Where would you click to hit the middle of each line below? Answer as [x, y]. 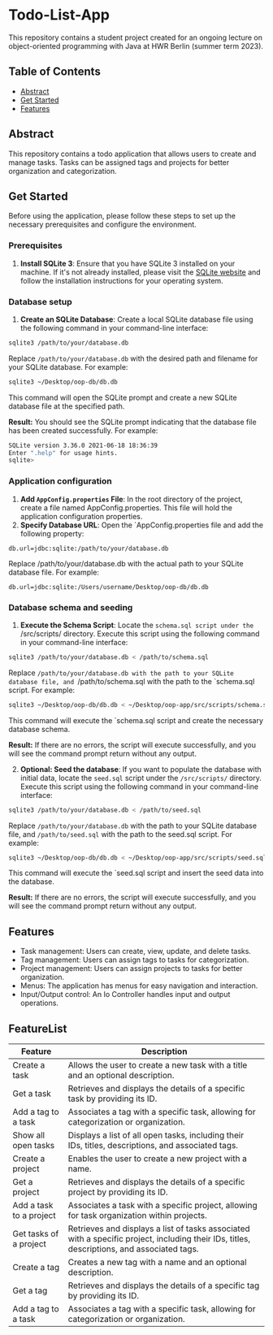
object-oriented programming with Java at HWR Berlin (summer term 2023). [136, 46]
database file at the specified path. [67, 406]
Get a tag [30, 1291]
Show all [29, 1135]
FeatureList [38, 1028]
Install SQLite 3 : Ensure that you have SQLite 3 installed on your [128, 263]
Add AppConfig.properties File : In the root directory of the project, [131, 499]
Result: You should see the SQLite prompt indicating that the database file [133, 422]
